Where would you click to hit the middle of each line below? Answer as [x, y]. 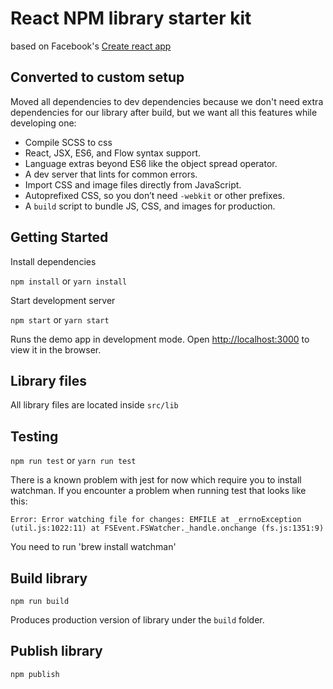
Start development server [63, 300]
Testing [34, 436]
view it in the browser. [56, 349]
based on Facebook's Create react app [91, 46]
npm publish [35, 674]
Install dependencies [53, 261]
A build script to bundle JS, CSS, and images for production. [150, 206]
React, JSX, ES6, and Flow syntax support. [113, 153]
